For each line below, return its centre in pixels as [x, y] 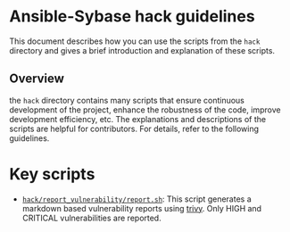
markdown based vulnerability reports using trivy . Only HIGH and [141, 208]
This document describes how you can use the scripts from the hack [135, 41]
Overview [37, 79]
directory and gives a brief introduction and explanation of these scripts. [142, 50]
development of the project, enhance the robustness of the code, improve [145, 110]
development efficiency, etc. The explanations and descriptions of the [137, 119]
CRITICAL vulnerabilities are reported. [92, 218]
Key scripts [52, 174]
